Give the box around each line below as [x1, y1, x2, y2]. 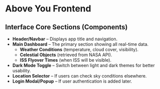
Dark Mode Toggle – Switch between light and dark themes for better [12, 63, 155, 68]
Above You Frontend [5, 3, 91, 14]
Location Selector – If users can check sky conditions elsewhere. [12, 73, 147, 79]
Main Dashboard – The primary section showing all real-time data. [12, 41, 149, 47]
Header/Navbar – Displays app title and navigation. [12, 36, 118, 42]
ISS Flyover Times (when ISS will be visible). [19, 57, 112, 63]
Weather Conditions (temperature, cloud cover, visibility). [19, 47, 139, 52]
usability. [12, 68, 31, 74]
